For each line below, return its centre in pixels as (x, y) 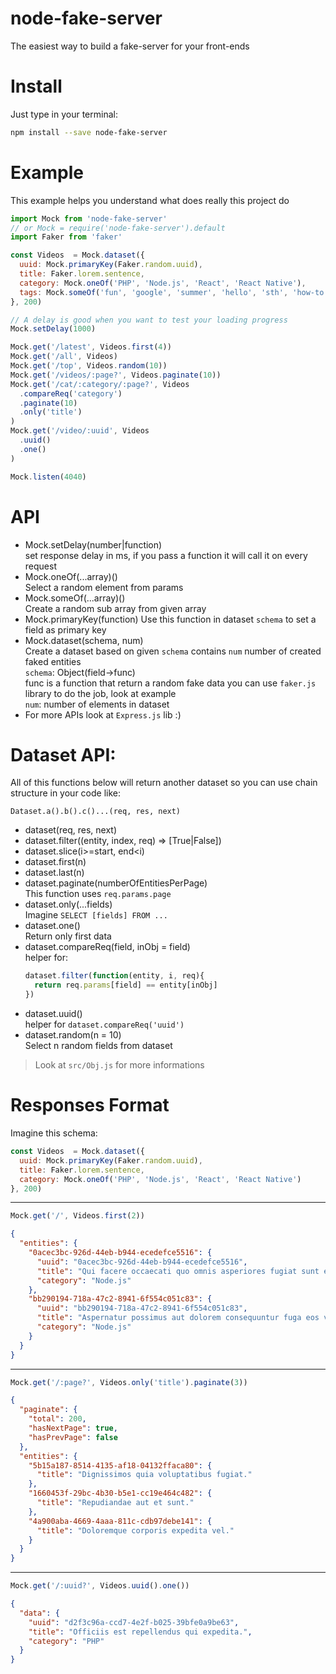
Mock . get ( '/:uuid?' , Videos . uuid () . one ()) (100, 1586)
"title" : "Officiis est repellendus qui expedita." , (140, 1632)
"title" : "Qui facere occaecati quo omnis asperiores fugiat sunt (178, 1271)
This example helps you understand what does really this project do (150, 200)
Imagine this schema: (54, 1133)
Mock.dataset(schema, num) (84, 640)
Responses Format (90, 1105)
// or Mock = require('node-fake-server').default (118, 228)
